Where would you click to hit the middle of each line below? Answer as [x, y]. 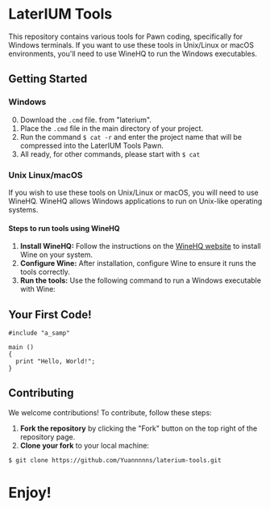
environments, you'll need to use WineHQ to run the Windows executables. [133, 53]
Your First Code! [50, 315]
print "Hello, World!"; [55, 361]
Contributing [41, 393]
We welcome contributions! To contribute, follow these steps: [110, 412]
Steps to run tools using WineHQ [64, 228]
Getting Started [48, 79]
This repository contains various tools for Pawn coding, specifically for [126, 36]
